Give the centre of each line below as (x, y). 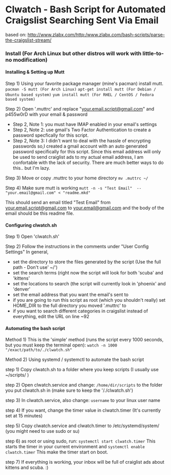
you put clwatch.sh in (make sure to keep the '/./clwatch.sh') (69, 390)
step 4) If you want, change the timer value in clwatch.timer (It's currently (83, 410)
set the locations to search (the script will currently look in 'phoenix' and (89, 284)
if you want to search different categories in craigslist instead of (80, 311)
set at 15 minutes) (24, 416)
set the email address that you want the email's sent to (71, 295)
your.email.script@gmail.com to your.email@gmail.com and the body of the (85, 208)
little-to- (153, 53)
